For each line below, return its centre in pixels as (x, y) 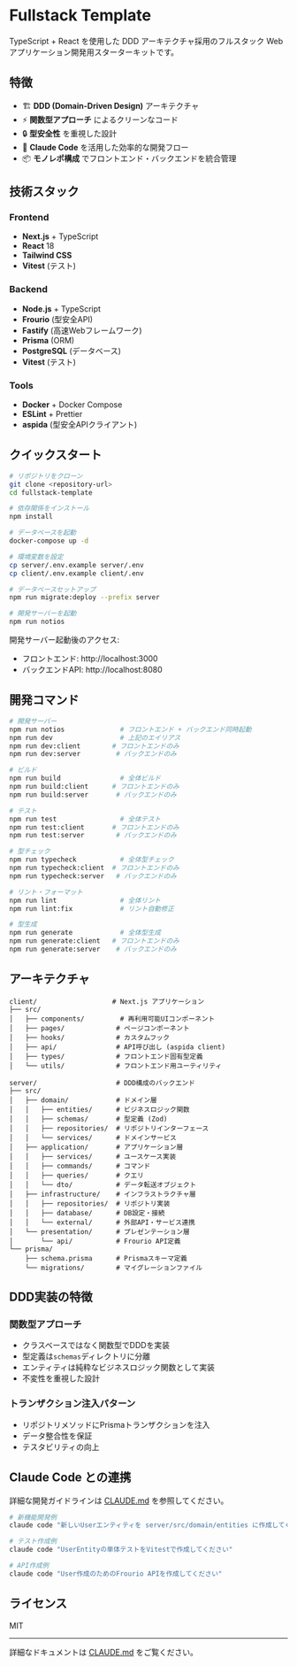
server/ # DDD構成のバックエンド (103, 1083)
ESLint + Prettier (52, 414)
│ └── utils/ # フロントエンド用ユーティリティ (116, 1066)
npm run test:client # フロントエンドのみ (94, 827)
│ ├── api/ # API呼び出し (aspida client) (118, 1047)
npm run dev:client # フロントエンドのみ (94, 746)
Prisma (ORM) (48, 340)
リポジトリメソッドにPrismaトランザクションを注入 (116, 1424)
